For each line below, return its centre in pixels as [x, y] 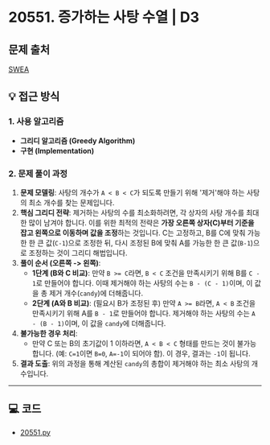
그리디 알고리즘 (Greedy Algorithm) [78, 140]
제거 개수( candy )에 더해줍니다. [96, 293]
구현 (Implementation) [57, 150]
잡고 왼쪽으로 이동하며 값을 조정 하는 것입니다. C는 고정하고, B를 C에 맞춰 [133, 233]
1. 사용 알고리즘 [36, 122]
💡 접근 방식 [34, 97]
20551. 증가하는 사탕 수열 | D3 [104, 17]
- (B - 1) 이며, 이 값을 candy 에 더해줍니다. [99, 323]
